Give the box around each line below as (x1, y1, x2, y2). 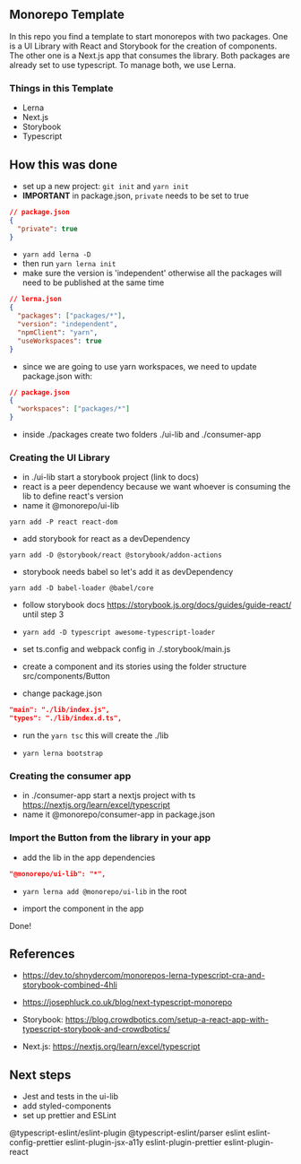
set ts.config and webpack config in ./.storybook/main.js (21, 644, 231, 655)
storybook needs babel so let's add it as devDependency (21, 567, 234, 578)
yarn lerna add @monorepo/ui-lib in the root (21, 885, 187, 896)
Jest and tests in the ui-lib (21, 1091, 119, 1102)
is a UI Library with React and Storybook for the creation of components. (9, 40, 278, 51)
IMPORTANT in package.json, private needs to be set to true (21, 190, 249, 201)
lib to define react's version (21, 491, 124, 501)
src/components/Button (21, 671, 110, 682)
